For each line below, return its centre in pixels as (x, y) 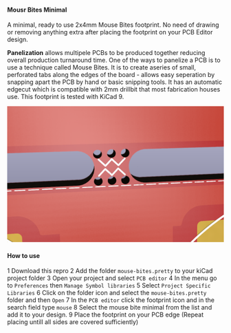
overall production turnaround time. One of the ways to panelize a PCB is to (114, 60)
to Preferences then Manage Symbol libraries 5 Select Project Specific (109, 286)
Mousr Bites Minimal (37, 10)
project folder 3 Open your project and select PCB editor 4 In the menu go (112, 278)
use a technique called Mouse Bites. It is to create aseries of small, (102, 67)
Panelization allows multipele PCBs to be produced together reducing (106, 53)
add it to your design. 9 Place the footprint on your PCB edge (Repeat (106, 315)
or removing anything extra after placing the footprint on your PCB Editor (110, 32)
